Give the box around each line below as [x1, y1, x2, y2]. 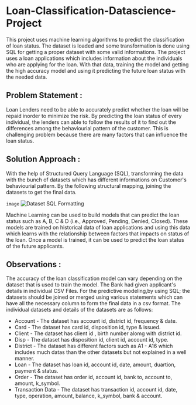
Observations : [6, 259, 61, 269]
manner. [14, 355, 35, 362]
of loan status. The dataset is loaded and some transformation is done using [6, 42, 190, 49]
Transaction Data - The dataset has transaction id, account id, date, [14, 386, 178, 393]
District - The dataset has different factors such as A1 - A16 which [14, 342, 173, 350]
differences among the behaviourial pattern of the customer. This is [6, 124, 169, 131]
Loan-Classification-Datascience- [6, 4, 177, 18]
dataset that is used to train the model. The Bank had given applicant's [6, 281, 177, 288]
